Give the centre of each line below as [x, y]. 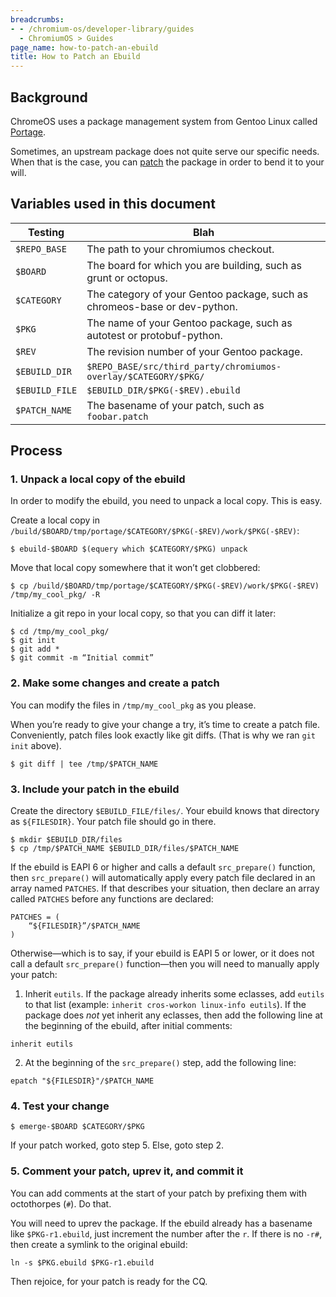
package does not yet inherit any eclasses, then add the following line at [173, 1015]
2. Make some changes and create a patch [115, 683]
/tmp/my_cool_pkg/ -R [55, 595]
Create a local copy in [55, 520]
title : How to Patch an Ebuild [75, 57]
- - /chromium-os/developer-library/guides [102, 29]
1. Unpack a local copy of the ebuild [98, 479]
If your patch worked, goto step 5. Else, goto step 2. [117, 1145]
